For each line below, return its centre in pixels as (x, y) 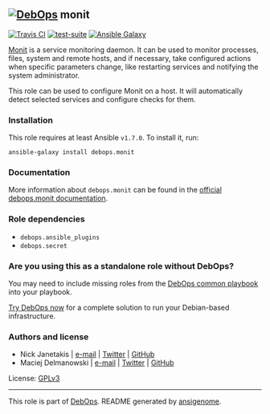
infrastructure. (32, 316)
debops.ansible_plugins (60, 237)
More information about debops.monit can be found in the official (115, 190)
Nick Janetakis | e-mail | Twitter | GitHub (87, 355)
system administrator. (44, 75)
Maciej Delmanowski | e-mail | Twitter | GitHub (97, 363)
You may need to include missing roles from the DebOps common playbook (133, 283)
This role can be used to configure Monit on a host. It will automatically (126, 91)
